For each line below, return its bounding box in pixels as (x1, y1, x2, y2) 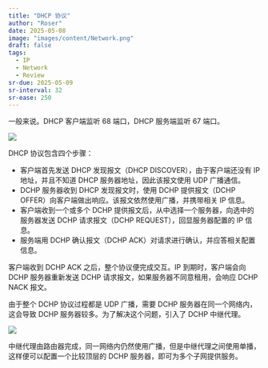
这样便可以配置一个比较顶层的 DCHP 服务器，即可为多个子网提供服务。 (8, 351, 242, 361)
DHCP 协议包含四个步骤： (8, 149, 94, 158)
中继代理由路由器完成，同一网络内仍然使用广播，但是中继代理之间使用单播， (8, 342, 261, 351)
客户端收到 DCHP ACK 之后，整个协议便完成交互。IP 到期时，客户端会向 (8, 262, 246, 272)
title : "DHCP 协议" (8, 11, 71, 20)
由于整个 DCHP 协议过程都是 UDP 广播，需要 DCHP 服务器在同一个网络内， (8, 299, 258, 309)
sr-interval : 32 (8, 86, 62, 94)
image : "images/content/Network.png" (8, 34, 134, 42)
